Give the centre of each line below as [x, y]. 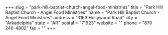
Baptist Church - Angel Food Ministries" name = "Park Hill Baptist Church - [82, 12]
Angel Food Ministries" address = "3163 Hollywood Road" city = [71, 17]
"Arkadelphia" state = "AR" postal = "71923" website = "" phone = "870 [79, 23]
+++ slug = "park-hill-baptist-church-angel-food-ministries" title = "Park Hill [84, 7]
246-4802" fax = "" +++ [31, 28]
